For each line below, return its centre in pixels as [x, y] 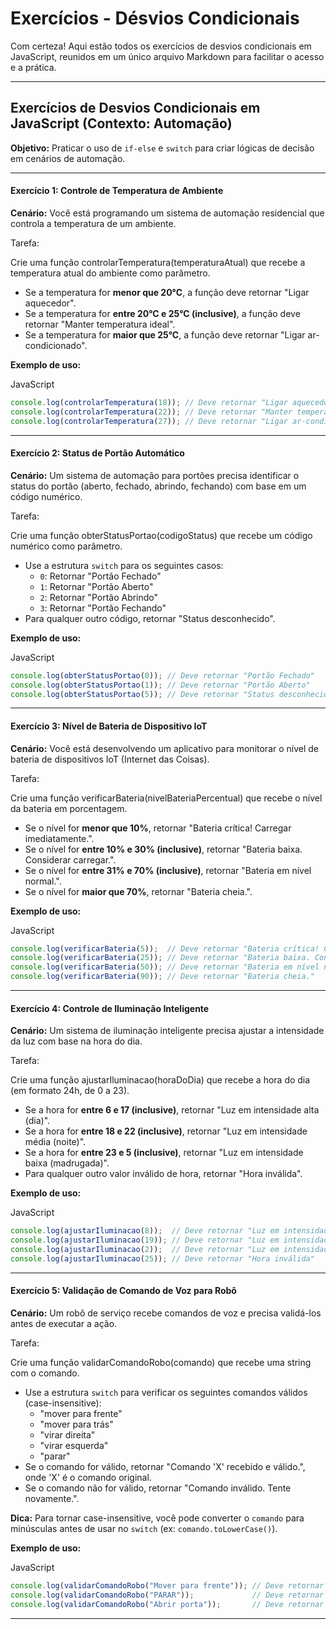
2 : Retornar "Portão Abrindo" [99, 597]
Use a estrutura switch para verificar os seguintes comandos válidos [166, 1393]
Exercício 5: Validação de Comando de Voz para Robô [123, 1291]
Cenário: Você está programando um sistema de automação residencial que [167, 213]
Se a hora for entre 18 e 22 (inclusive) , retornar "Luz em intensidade [166, 1131]
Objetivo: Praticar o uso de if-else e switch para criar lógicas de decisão [162, 148]
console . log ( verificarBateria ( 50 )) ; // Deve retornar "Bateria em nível [165, 967]
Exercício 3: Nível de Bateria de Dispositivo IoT [109, 726]
